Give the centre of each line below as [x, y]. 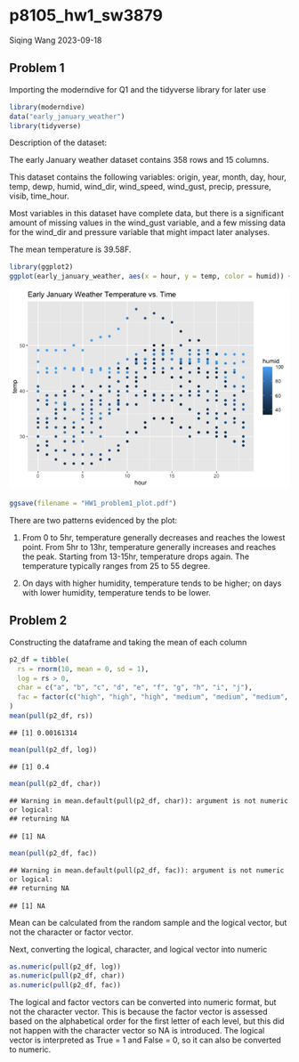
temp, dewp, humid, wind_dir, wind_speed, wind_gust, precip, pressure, [140, 187]
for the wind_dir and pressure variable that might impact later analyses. [139, 232]
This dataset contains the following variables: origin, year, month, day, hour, [148, 177]
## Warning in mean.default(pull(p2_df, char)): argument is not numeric [149, 801]
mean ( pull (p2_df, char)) [55, 783]
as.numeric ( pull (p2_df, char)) [67, 976]
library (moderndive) [48, 107]
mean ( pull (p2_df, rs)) [51, 716]
